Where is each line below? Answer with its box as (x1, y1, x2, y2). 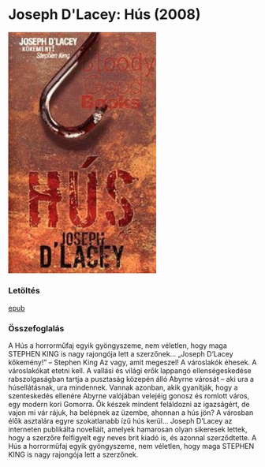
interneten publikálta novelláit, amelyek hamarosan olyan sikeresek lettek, (8, 424, 248, 435)
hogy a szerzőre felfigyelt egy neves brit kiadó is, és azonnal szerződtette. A (8, 433, 257, 443)
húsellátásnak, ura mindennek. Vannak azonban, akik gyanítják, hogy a (8, 383, 238, 392)
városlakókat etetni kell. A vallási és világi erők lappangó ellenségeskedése (8, 366, 252, 375)
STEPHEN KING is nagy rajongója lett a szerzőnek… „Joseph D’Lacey (8, 349, 234, 359)
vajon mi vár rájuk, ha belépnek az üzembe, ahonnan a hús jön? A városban (8, 408, 254, 417)
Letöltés (8, 286, 41, 297)
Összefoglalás (8, 323, 65, 334)
